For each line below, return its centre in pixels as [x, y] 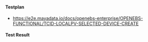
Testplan [15, 7]
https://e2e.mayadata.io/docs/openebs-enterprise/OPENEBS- [78, 18]
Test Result [17, 35]
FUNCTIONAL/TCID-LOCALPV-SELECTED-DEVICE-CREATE [76, 23]
